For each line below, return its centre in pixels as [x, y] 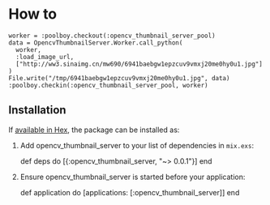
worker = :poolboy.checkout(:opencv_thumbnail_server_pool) [112, 36]
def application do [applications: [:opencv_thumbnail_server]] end [130, 192]
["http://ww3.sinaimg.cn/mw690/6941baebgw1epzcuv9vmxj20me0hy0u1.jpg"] [139, 64]
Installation [37, 110]
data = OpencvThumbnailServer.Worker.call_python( [96, 43]
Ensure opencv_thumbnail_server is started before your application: [133, 177]
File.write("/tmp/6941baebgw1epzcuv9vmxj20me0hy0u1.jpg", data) [119, 78]
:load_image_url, [45, 57]
